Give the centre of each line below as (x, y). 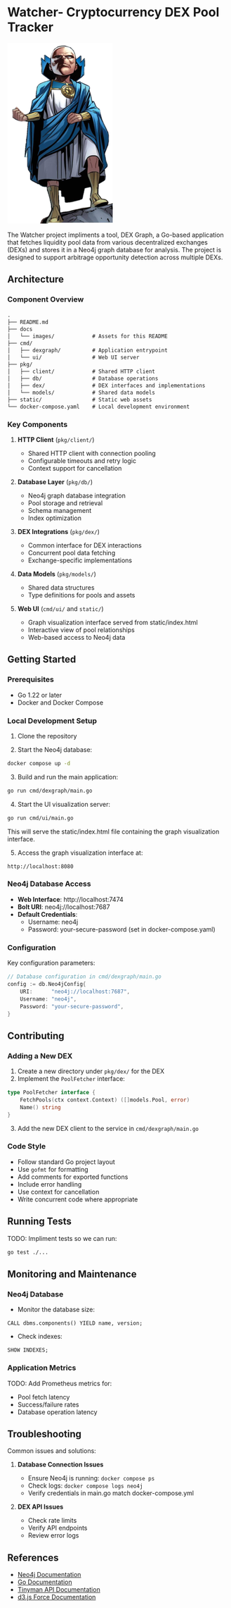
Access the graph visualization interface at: (80, 853)
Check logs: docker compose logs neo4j (85, 1486)
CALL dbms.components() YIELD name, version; (75, 1323)
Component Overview (46, 299)
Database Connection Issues (60, 1465)
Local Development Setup (52, 721)
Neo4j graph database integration (77, 495)
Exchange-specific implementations (80, 560)
